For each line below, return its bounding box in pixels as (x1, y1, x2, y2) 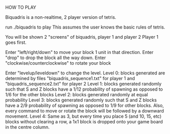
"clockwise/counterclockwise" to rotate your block (5, 60, 111, 66)
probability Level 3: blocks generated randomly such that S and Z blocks (5, 97, 157, 103)
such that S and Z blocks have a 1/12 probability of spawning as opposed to (5, 86, 163, 92)
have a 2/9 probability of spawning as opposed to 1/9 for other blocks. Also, (5, 102, 164, 109)
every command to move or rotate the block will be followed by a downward (5, 108, 164, 114)
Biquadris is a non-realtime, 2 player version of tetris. (5, 14, 117, 20)
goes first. (5, 39, 27, 45)
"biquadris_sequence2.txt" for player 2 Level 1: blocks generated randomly (5, 81, 162, 87)
